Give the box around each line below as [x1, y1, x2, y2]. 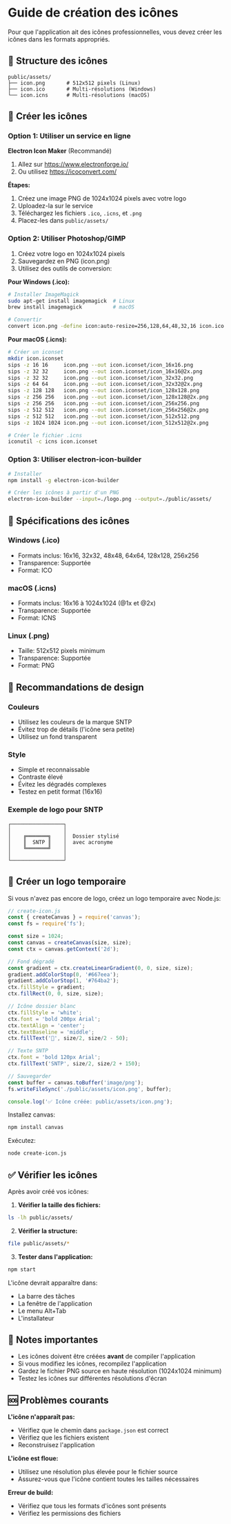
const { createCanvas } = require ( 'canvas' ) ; [8, 914, 141, 921]
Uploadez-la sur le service [17, 202, 94, 210]
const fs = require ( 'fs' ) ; [8, 920, 86, 928]
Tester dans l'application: [17, 1252, 93, 1260]
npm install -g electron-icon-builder [8, 477, 119, 484]
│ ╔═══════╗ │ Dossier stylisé [8, 832, 119, 840]
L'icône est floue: [8, 1454, 59, 1462]
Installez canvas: [8, 1110, 56, 1119]
